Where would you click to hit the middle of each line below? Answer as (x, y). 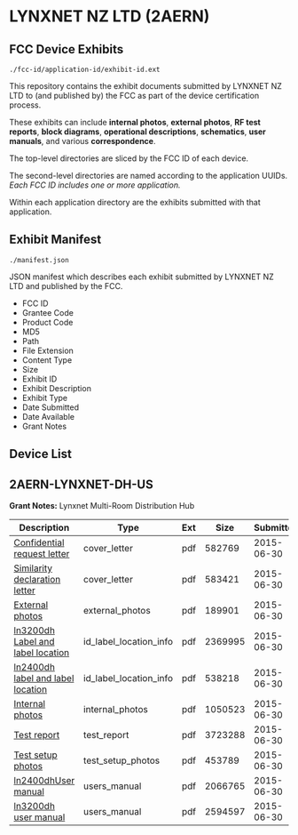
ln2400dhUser (44, 781)
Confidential (39, 542)
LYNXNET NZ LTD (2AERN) (110, 16)
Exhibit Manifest (55, 240)
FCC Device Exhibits (67, 49)
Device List (41, 454)
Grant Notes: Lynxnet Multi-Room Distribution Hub (102, 506)
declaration (37, 580)
